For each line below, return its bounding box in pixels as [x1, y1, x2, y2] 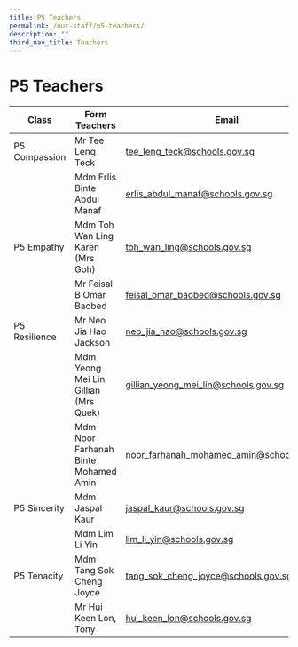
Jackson [74, 337, 111, 349]
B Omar [74, 289, 106, 301]
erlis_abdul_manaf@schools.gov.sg [125, 188, 273, 200]
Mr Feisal [74, 277, 114, 290]
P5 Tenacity [13, 570, 64, 582]
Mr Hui [74, 601, 104, 613]
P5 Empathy [13, 241, 65, 253]
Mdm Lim [74, 528, 114, 540]
